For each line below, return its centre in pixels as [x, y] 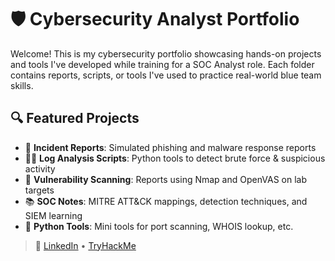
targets [39, 190]
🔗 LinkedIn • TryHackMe [85, 245]
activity [40, 168]
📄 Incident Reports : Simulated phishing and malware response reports [170, 147]
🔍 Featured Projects [75, 118]
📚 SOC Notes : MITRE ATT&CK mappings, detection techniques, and [166, 201]
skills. [22, 85]
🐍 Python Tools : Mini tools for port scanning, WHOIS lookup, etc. [159, 226]
